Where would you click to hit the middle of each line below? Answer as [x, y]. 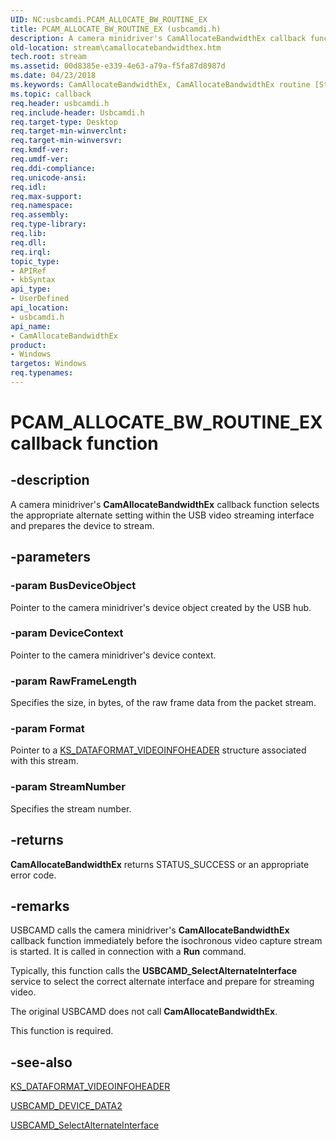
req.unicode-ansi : [48, 177]
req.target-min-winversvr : [66, 141]
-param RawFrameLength [74, 681]
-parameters [50, 557]
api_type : [31, 289]
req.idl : [28, 187]
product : [28, 345]
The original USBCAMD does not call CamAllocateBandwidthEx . [144, 1012]
